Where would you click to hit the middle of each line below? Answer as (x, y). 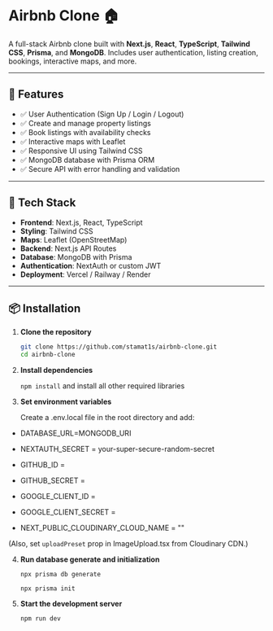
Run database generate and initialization (90, 559)
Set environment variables (66, 402)
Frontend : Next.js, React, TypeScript (82, 222)
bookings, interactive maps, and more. (73, 61)
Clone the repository (56, 332)
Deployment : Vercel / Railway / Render (85, 274)
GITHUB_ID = (42, 465)
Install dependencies (56, 370)
